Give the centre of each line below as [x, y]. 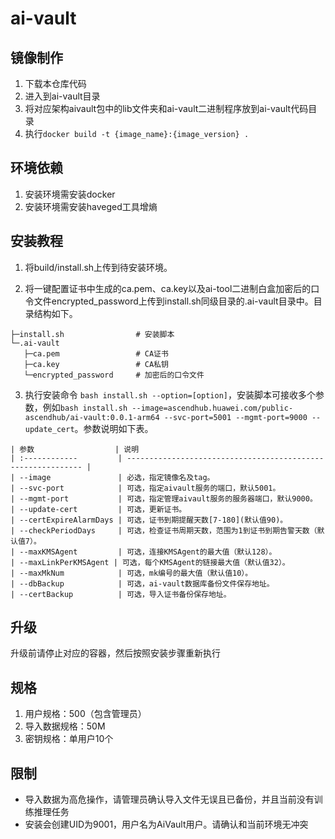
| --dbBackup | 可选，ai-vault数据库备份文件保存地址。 [142, 583]
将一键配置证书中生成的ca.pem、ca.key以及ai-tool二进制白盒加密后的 [168, 288]
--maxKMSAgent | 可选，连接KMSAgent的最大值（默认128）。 [148, 552]
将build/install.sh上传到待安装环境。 [98, 267]
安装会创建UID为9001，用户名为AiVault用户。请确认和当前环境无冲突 [166, 824]
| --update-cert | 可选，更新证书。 [98, 509]
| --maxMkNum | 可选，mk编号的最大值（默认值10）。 [131, 573]
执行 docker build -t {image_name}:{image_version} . [137, 133]
